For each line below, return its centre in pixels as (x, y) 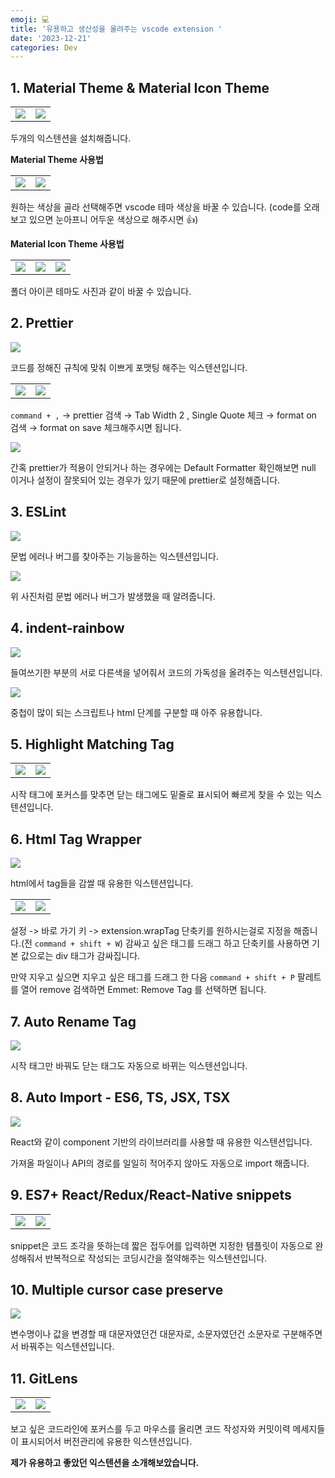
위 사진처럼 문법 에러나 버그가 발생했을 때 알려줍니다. (113, 596)
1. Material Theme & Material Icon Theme (140, 87)
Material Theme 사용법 (57, 160)
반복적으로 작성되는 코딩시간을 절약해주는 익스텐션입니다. (156, 1258)
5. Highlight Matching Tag (92, 744)
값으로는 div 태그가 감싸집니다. (80, 956)
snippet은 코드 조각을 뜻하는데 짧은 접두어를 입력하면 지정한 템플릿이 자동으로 (161, 1245)
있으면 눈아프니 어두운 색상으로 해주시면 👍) (113, 220)
